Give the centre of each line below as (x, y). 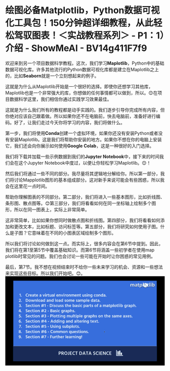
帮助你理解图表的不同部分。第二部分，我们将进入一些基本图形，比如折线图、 (85, 197)
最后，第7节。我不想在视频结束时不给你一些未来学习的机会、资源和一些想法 (84, 267)
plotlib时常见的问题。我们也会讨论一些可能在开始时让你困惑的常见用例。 (80, 256)
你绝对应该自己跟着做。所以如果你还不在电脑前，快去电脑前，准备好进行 (80, 116)
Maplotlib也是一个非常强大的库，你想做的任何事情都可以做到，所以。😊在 (81, 93)
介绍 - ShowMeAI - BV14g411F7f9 (76, 48)
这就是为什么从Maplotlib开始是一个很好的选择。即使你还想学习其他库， (79, 86)
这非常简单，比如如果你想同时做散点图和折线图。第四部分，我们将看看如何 (83, 220)
